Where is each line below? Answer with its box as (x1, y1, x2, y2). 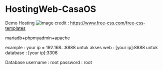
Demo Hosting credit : (5, 20, 69, 26)
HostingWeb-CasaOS (5, 3, 96, 15)
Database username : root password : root (5, 59, 92, 65)
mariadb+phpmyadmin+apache (5, 35, 70, 41)
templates (5, 25, 26, 31)
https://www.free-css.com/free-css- (69, 20, 146, 26)
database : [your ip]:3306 (5, 50, 58, 56)
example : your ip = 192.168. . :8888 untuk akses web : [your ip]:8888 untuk (5, 44, 158, 50)
